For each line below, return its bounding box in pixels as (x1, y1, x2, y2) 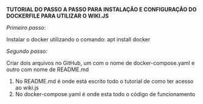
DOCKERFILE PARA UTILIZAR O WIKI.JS (6, 12, 109, 19)
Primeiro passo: (6, 24, 46, 31)
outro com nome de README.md (6, 66, 90, 73)
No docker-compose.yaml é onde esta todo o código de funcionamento (15, 91, 196, 97)
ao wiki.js (15, 84, 39, 91)
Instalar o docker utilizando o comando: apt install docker (6, 36, 151, 43)
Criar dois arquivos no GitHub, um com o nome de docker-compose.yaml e (6, 60, 195, 66)
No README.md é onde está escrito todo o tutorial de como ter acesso (15, 78, 194, 85)
